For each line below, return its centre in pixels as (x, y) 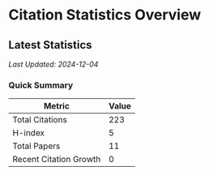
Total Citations (40, 120)
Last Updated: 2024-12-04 (53, 64)
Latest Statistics (50, 45)
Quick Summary (41, 85)
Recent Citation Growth (57, 160)
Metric (57, 106)
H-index (29, 133)
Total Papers (36, 146)
